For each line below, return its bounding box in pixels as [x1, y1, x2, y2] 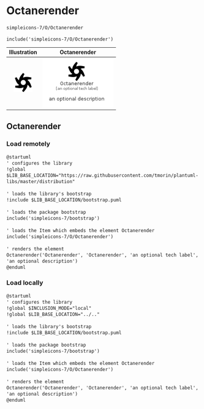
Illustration [9, 48, 38, 56]
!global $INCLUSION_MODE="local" [6, 306, 92, 312]
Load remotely [6, 139, 51, 148]
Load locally [6, 278, 43, 287]
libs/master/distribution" [6, 178, 75, 184]
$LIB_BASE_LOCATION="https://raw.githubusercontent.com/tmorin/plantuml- [6, 172, 199, 178]
